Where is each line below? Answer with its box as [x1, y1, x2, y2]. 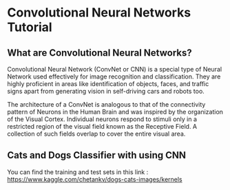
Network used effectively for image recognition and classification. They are [7, 72, 221, 81]
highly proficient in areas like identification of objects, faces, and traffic [7, 80, 209, 87]
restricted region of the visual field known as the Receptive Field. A [7, 123, 198, 130]
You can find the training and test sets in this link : [7, 167, 149, 176]
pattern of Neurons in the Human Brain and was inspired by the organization [7, 108, 224, 116]
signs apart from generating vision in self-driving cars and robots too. [7, 87, 205, 95]
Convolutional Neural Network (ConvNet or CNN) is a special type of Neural [7, 65, 222, 73]
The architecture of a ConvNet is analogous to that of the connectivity [7, 101, 206, 108]
